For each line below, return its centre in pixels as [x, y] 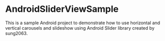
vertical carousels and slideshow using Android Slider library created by [80, 28]
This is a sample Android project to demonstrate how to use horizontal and [83, 23]
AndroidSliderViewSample [62, 9]
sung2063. [16, 33]
